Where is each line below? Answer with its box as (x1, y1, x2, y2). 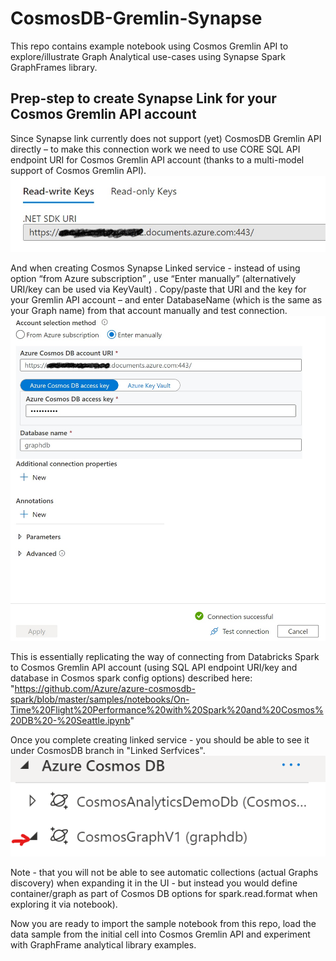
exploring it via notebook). (10, 898, 118, 911)
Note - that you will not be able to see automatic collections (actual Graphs (10, 867, 319, 879)
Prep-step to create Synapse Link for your (10, 90, 277, 107)
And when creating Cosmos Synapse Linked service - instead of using (10, 262, 301, 274)
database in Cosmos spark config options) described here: (10, 672, 253, 684)
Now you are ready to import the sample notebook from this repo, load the (10, 918, 317, 930)
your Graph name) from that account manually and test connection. (10, 304, 288, 316)
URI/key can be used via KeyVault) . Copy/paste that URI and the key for (10, 283, 307, 295)
